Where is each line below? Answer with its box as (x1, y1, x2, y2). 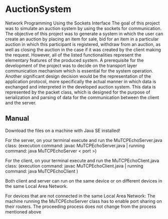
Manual (5, 114, 29, 123)
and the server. (5, 99, 37, 105)
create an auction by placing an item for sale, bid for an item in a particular (5, 36, 159, 42)
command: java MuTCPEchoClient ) (5, 168, 79, 174)
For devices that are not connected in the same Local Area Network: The (5, 192, 155, 198)
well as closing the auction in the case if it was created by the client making (5, 46, 161, 52)
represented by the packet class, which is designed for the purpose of (5, 89, 150, 95)
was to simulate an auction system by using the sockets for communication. (5, 25, 162, 31)
